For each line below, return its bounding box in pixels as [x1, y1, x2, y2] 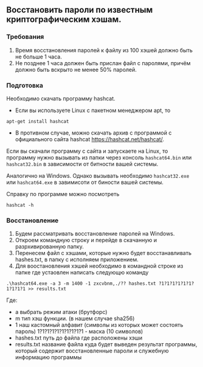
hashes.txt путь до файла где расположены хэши [15, 334, 143, 341]
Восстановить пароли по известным [6, 5, 153, 15]
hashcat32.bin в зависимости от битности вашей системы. [6, 160, 159, 167]
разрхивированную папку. [15, 243, 84, 250]
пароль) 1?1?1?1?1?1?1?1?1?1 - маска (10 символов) [15, 328, 143, 335]
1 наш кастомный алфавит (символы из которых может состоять [15, 321, 184, 329]
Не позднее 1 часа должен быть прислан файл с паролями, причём [15, 59, 191, 66]
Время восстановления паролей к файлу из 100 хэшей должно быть [15, 46, 193, 54]
